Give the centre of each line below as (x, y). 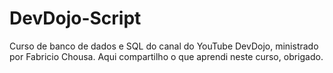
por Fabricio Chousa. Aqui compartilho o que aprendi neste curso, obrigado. (166, 56)
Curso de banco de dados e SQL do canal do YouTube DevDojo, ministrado (164, 46)
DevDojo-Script (75, 18)
